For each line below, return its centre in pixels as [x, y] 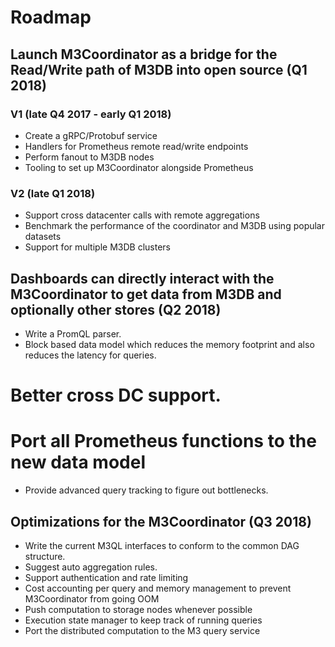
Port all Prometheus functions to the [163, 441]
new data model [78, 462]
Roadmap [51, 17]
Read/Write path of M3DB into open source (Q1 [159, 69]
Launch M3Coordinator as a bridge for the [144, 54]
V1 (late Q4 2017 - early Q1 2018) [91, 114]
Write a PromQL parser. [73, 333]
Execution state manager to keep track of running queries [143, 620]
